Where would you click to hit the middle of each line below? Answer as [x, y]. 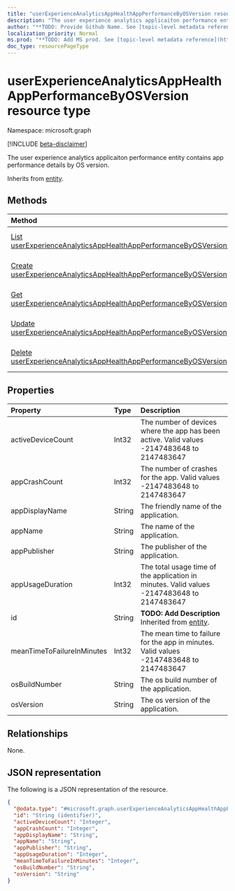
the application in [169, 575]
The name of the [168, 526]
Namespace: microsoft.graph [49, 130]
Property [26, 410]
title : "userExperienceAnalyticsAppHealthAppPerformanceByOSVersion [109, 14]
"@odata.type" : [36, 809]
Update [23, 323]
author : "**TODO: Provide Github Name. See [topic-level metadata [106, 27]
